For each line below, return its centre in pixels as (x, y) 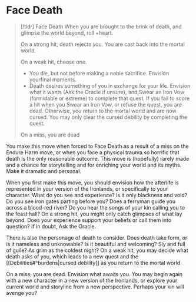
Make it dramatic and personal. (44, 171)
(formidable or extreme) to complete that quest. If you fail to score (109, 98)
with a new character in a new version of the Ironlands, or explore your (92, 280)
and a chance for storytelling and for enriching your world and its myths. (94, 165)
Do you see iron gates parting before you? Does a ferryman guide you (91, 201)
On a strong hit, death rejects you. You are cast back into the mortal (102, 44)
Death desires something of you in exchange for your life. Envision (110, 85)
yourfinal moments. (53, 79)
